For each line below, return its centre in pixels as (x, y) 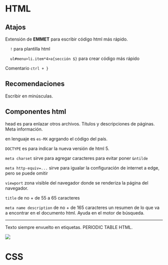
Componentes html (36, 112)
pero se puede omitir (27, 173)
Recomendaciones (35, 84)
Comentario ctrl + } (27, 68)
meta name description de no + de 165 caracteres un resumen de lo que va (82, 207)
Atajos (15, 27)
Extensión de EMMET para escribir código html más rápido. (67, 39)
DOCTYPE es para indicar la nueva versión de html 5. (57, 148)
